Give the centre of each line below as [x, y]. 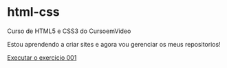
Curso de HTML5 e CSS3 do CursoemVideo [69, 31]
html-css [33, 12]
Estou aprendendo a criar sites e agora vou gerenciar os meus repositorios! [114, 44]
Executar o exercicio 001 [42, 57]
